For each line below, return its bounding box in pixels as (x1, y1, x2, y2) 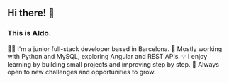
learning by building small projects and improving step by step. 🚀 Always (7, 60, 220, 68)
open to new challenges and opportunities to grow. (7, 67, 156, 76)
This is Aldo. (7, 28, 52, 38)
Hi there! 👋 (7, 7, 55, 19)
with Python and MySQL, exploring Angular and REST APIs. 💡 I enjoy (7, 52, 208, 60)
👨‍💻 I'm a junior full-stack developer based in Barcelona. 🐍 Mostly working (7, 44, 223, 53)
